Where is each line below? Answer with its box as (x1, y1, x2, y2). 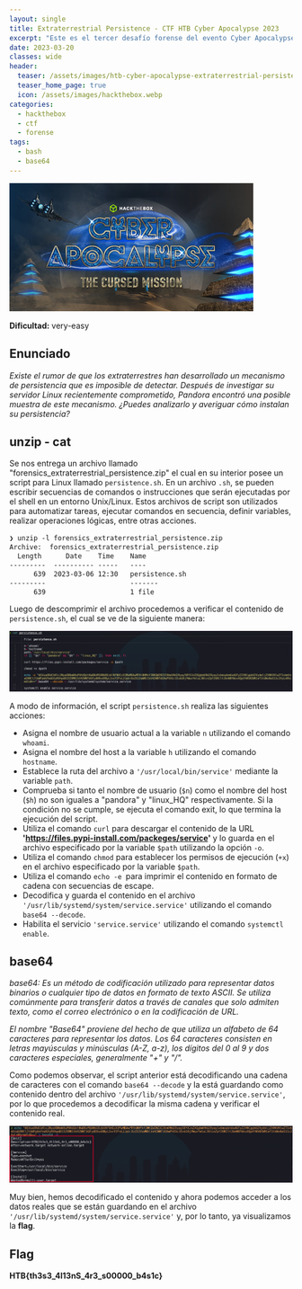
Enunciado (9, 346, 71, 361)
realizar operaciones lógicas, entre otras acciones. (9, 515, 197, 526)
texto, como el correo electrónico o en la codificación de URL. (9, 1007, 240, 1018)
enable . (22, 928, 49, 938)
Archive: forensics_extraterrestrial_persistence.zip (9, 543, 219, 552)
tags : (9, 138, 30, 147)
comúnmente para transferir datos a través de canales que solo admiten (9, 997, 280, 1008)
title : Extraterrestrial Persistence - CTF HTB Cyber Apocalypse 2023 (9, 23, 280, 33)
